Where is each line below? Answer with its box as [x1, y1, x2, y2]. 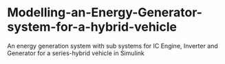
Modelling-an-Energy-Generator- [7, 5, 203, 20]
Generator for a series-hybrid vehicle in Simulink [7, 49, 144, 57]
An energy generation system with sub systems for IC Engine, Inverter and [7, 42, 218, 50]
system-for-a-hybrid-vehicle [7, 19, 178, 35]
